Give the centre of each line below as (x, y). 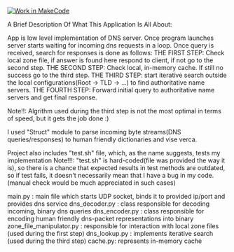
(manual (19, 183)
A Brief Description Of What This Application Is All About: (90, 24)
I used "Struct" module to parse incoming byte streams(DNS (94, 132)
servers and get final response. (52, 97)
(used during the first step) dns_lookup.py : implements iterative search (110, 233)
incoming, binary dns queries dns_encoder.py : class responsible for (106, 211)
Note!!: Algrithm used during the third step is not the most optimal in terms (115, 111)
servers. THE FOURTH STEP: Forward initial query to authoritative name (111, 90)
